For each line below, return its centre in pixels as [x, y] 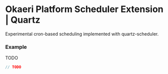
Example [16, 47]
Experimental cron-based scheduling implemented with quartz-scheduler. [82, 34]
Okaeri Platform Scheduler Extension [85, 9]
